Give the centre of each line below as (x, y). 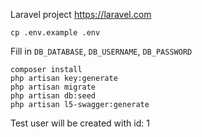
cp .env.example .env (55, 33)
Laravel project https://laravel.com (81, 14)
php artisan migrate (53, 87)
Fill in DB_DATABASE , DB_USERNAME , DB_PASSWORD (101, 51)
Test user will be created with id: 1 (80, 123)
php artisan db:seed (53, 96)
